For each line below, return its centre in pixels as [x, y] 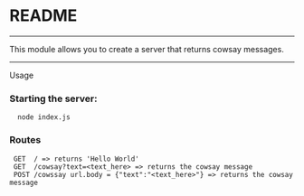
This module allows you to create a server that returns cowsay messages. [147, 49]
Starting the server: [53, 98]
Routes [25, 140]
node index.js [44, 117]
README [43, 16]
